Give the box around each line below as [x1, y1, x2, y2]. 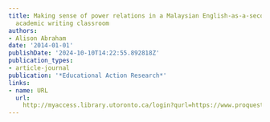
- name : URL [8, 86, 48, 95]
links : [8, 79, 31, 87]
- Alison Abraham [8, 34, 67, 43]
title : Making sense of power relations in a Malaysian [8, 11, 199, 20]
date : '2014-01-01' [8, 42, 74, 50]
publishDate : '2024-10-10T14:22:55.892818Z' [8, 49, 160, 57]
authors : [8, 26, 38, 35]
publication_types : [8, 57, 74, 65]
